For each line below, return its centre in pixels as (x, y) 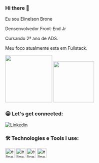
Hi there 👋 (17, 8)
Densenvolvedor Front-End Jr (36, 29)
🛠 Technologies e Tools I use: (42, 138)
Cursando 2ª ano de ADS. (32, 38)
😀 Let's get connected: (34, 114)
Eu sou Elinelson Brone (29, 19)
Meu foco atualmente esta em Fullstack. (46, 48)
